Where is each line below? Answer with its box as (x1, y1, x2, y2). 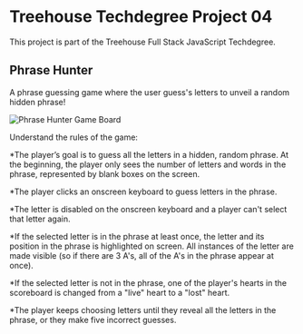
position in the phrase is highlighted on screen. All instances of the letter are (9, 241, 295, 251)
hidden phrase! (9, 96, 66, 107)
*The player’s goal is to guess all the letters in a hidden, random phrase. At (9, 149, 288, 160)
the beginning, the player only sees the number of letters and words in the (9, 159, 287, 170)
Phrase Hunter (9, 63, 93, 78)
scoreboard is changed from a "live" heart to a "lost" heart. (9, 287, 230, 298)
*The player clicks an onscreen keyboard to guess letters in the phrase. (9, 186, 278, 197)
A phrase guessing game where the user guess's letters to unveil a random (9, 86, 290, 97)
